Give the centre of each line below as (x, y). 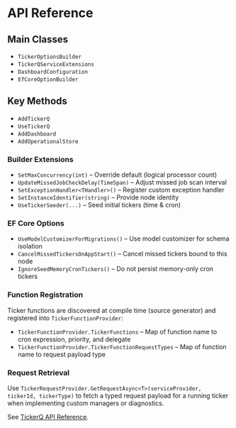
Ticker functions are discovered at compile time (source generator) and (112, 310)
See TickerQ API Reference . (48, 417)
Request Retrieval (39, 373)
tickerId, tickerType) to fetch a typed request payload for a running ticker (118, 396)
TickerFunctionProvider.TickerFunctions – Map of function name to (117, 331)
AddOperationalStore (48, 141)
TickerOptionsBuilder (49, 57)
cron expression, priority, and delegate (74, 339)
